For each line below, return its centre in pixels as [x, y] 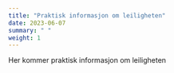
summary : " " [30, 30]
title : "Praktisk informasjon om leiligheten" [87, 15]
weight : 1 [25, 38]
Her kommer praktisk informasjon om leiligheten [87, 60]
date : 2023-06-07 [37, 23]
